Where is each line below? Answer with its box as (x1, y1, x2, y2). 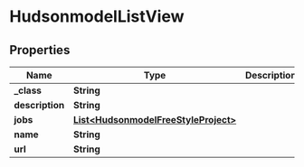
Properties (9, 42, 71, 58)
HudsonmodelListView (9, 6, 185, 27)
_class (14, 84, 43, 97)
